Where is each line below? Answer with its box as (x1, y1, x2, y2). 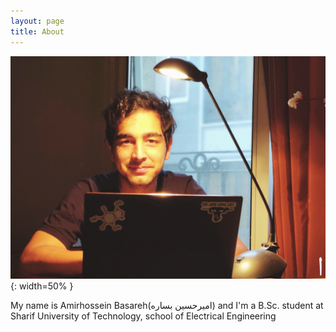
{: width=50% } (10, 280, 74, 292)
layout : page (10, 16, 65, 26)
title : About (10, 26, 65, 37)
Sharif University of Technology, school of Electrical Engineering (10, 310, 277, 322)
